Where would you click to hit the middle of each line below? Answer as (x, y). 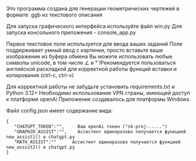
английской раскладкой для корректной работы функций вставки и (92, 69)
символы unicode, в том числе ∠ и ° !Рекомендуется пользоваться (91, 63)
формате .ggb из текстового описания (54, 15)
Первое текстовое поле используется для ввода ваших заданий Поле (94, 44)
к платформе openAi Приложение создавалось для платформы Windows (98, 99)
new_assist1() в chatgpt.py (41, 137)
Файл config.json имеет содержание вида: (60, 111)
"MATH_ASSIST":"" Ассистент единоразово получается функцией (97, 142)
